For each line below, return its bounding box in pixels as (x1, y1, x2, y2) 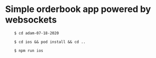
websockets (5, 14, 57, 25)
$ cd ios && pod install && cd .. (14, 39, 86, 44)
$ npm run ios (14, 48, 43, 53)
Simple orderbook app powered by (5, 3, 151, 15)
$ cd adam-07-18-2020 (14, 30, 59, 35)
